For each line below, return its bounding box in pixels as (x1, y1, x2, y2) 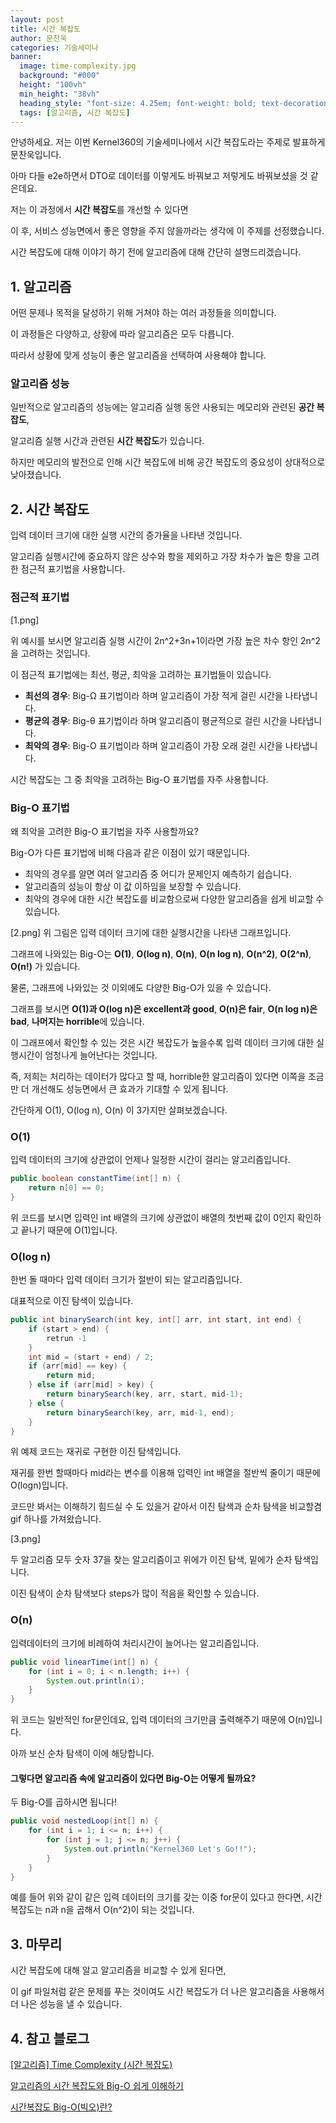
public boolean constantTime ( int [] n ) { (10, 1174, 182, 1184)
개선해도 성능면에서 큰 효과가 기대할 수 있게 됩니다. (31, 1082, 229, 1095)
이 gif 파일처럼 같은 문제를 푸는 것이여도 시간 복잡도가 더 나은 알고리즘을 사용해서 (10, 1986, 325, 1998)
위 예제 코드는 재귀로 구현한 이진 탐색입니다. (10, 1446, 182, 1458)
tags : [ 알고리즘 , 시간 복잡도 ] (19, 107, 131, 118)
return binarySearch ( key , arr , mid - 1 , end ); (46, 1407, 235, 1418)
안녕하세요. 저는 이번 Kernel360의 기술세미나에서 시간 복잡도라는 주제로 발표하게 (10, 136, 326, 148)
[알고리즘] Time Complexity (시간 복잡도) (10, 2059, 173, 2071)
